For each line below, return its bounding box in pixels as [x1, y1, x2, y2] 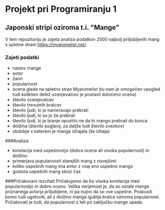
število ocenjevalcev [12, 97, 55, 103]
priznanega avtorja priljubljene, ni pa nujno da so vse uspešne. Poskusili [5, 189, 153, 195]
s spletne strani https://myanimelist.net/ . [5, 42, 88, 48]
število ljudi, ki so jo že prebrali [12, 112, 75, 118]
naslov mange [12, 65, 41, 71]
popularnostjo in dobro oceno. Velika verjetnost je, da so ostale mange [5, 183, 150, 189]
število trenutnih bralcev [12, 102, 62, 108]
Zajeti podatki [5, 53, 39, 60]
